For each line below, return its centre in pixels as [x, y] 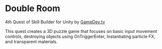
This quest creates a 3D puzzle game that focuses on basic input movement [81, 31]
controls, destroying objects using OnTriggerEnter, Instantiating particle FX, [80, 36]
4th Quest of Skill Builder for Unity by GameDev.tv [55, 22]
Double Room [33, 8]
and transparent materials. [31, 41]
